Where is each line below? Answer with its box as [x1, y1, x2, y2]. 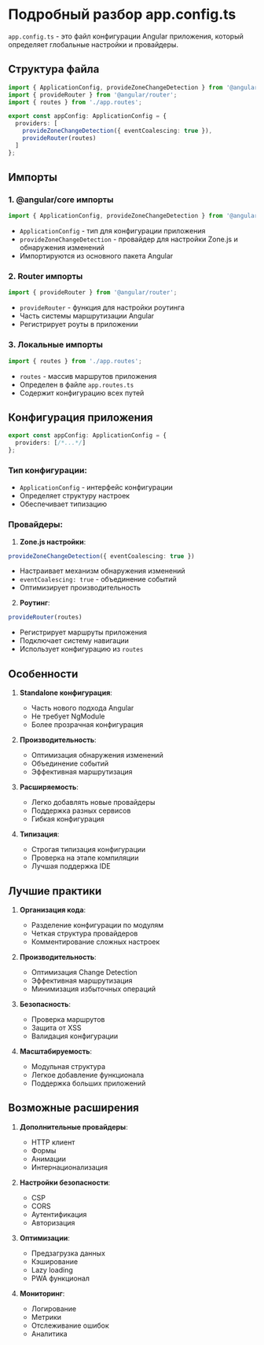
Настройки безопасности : [19, 1178, 111, 1187]
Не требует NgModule [31, 711, 105, 721]
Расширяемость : [19, 782, 79, 792]
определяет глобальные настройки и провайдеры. [8, 39, 179, 49]
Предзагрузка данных [31, 1248, 106, 1258]
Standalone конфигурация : [19, 688, 112, 697]
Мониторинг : [19, 1288, 65, 1298]
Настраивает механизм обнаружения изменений [19, 566, 186, 575]
